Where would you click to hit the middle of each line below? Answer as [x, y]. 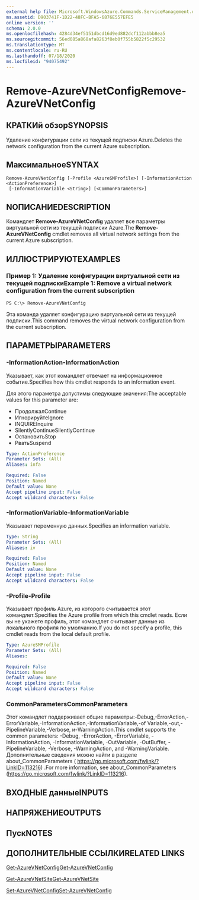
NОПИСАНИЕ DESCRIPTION [58, 207]
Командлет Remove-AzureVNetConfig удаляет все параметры [86, 221]
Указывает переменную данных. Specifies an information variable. [88, 526]
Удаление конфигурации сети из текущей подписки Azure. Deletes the [94, 140]
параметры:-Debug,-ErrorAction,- [147, 717]
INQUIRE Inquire [34, 424]
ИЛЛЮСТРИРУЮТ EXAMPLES [63, 259]
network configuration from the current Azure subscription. [78, 146]
